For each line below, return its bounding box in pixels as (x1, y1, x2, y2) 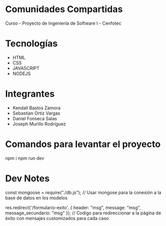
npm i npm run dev (5, 155, 44, 161)
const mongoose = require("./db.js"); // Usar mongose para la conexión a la (5, 189, 161, 195)
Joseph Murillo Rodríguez (12, 121, 66, 127)
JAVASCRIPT (12, 65, 40, 71)
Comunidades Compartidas (5, 4, 123, 15)
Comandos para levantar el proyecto (5, 138, 161, 149)
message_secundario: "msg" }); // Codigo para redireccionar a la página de (5, 210, 161, 216)
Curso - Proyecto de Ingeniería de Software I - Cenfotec (5, 20, 122, 26)
